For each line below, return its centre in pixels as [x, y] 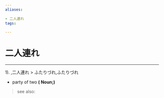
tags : [10, 23]
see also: [26, 92]
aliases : [14, 10]
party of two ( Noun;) [33, 82]
